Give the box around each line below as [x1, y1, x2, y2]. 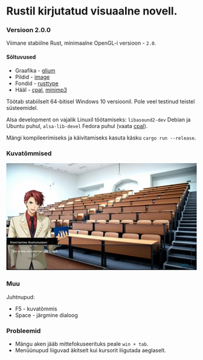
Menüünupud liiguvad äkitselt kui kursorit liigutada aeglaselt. [14, 347, 166, 354]
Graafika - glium [14, 66, 56, 74]
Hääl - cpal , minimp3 [14, 86, 68, 93]
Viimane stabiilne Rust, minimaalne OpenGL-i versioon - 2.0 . [6, 39, 156, 47]
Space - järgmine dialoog [14, 311, 79, 318]
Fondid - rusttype [14, 80, 59, 87]
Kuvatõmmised [6, 149, 52, 158]
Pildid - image [14, 73, 50, 80]
